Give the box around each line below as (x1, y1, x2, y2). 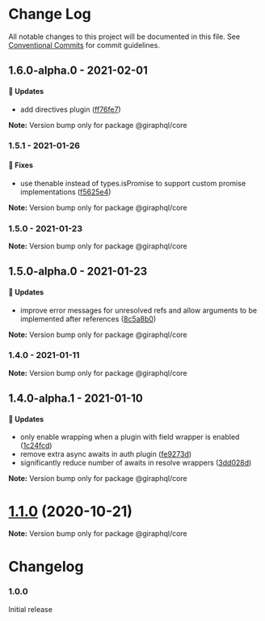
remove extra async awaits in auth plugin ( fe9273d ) (19, 449, 192, 459)
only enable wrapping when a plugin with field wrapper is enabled (19, 432, 240, 442)
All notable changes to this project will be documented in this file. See (8, 32, 241, 41)
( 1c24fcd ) (19, 440, 53, 450)
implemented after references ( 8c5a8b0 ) (19, 313, 156, 324)
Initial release (8, 604, 53, 614)
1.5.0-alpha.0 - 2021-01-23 (8, 265, 148, 279)
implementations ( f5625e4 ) (19, 187, 111, 197)
